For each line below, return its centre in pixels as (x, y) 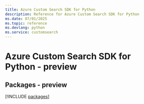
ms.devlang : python (25, 28)
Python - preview (41, 67)
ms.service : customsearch (31, 32)
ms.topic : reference (26, 23)
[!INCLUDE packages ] (27, 96)
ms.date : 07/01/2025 (26, 19)
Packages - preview (36, 85)
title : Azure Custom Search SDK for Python (50, 10)
